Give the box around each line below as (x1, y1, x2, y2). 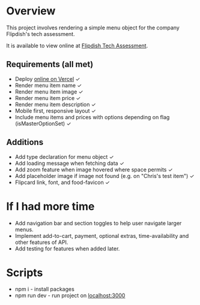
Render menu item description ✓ (14, 101, 96, 108)
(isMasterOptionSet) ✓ (14, 120, 71, 127)
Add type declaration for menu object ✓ (14, 153, 114, 160)
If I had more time (6, 200, 95, 213)
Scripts (6, 265, 43, 279)
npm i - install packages (14, 286, 75, 293)
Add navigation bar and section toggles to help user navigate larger (14, 219, 182, 227)
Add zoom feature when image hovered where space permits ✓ (14, 166, 173, 173)
